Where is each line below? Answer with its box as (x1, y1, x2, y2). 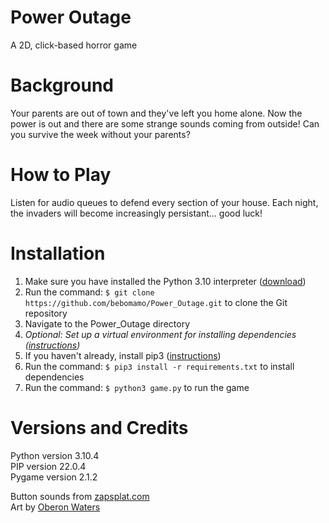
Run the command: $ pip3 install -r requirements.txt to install (24, 360, 295, 372)
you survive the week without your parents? (10, 128, 191, 140)
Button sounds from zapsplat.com (10, 490, 150, 502)
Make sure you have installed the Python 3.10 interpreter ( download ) (24, 275, 307, 287)
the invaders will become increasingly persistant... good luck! (10, 207, 263, 219)
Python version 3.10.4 (10, 449, 100, 461)
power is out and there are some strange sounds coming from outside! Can (10, 117, 320, 130)
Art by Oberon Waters (10, 501, 101, 513)
